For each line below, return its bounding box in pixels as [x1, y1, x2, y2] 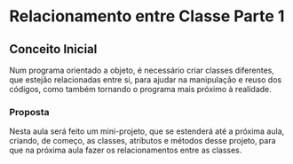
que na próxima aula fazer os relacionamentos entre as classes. [9, 144, 242, 156]
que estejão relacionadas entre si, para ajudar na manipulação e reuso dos [9, 74, 282, 85]
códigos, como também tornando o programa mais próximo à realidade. [9, 84, 273, 94]
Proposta [9, 105, 50, 118]
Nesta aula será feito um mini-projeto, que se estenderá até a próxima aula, [9, 126, 285, 137]
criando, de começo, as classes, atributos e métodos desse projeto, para [9, 136, 277, 146]
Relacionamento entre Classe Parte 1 [9, 6, 285, 27]
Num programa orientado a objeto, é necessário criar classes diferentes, [9, 65, 275, 75]
